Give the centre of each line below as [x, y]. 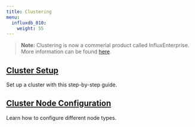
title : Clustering [29, 12]
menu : [13, 17]
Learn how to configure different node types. [61, 117]
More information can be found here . [66, 52]
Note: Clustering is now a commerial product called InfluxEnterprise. [105, 45]
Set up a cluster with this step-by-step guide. [62, 85]
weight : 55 [30, 28]
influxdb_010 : [29, 23]
